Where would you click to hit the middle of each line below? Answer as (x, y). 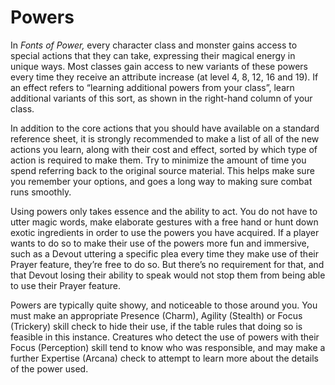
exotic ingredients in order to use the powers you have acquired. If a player (165, 232)
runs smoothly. (41, 192)
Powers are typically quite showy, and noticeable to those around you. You (164, 305)
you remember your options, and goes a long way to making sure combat (161, 181)
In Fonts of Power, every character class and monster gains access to (154, 45)
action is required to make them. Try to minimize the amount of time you (158, 160)
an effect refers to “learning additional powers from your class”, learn (152, 87)
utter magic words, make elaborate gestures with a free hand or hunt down (164, 222)
